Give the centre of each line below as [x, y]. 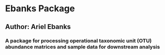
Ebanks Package [40, 9]
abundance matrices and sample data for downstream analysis [82, 47]
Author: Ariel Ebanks [38, 27]
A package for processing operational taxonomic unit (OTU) [79, 41]
